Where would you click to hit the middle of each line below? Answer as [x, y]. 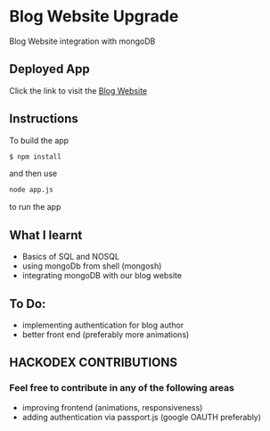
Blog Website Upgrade [94, 17]
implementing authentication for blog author [103, 325]
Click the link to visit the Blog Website [78, 90]
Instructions [44, 119]
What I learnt [46, 235]
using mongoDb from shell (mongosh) [92, 266]
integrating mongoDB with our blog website [102, 276]
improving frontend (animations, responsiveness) [112, 407]
